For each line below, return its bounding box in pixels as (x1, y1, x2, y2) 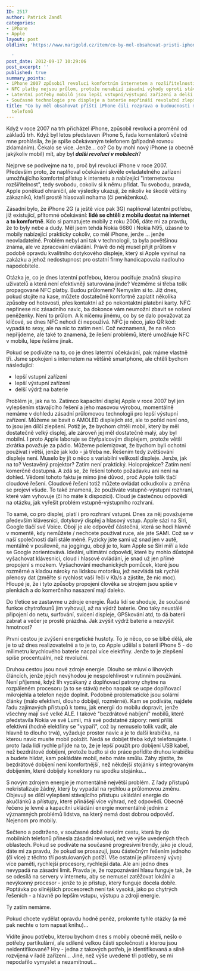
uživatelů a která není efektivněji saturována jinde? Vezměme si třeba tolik (6, 280, 187, 287)
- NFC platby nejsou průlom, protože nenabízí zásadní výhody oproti (6, 86, 183, 93)
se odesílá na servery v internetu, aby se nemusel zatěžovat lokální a (6, 872, 175, 880)
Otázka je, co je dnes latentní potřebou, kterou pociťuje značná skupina (6, 274, 182, 281)
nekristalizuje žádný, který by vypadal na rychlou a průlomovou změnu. (6, 785, 181, 792)
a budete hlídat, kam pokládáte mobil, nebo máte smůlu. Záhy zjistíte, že (6, 754, 183, 761)
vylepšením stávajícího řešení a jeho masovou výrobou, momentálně (6, 404, 174, 411)
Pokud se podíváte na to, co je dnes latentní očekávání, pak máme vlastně (6, 349, 188, 356)
